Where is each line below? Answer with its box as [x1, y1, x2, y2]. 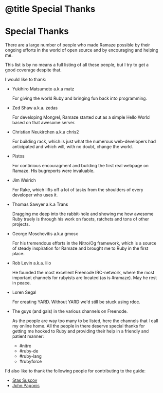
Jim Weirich [12, 177, 36, 183]
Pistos [12, 153, 25, 159]
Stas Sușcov [12, 377, 37, 383]
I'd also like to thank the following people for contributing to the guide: [5, 368, 146, 374]
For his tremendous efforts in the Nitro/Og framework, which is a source [12, 240, 157, 246]
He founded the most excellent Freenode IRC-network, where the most [12, 270, 155, 276]
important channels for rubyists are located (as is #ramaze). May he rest [12, 275, 157, 281]
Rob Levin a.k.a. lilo [12, 260, 51, 266]
